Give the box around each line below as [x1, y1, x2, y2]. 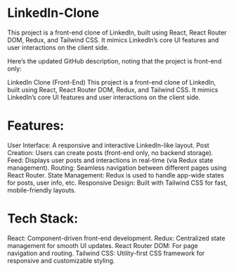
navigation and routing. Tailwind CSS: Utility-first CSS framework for [7, 249, 205, 257]
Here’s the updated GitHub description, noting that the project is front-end [7, 56, 222, 65]
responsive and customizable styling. [7, 256, 115, 265]
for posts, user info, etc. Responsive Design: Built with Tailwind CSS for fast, [7, 178, 228, 187]
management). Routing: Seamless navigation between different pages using [7, 163, 227, 172]
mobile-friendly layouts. [7, 185, 77, 194]
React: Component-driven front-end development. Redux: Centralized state [7, 234, 226, 242]
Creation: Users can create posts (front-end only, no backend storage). [7, 148, 214, 156]
